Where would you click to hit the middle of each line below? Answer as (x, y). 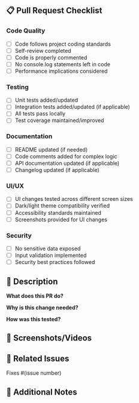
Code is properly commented (51, 57)
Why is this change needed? (43, 307)
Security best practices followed (55, 262)
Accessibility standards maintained (58, 212)
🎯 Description (32, 281)
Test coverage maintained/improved (59, 120)
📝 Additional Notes (42, 392)
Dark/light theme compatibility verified (62, 206)
